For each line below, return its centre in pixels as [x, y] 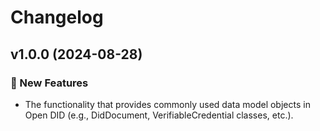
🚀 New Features [49, 83]
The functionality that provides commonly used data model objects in [167, 104]
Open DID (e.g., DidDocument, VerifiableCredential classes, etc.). [159, 115]
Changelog [57, 17]
